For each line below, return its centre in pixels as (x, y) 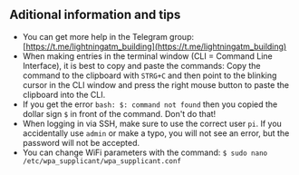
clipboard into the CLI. (64, 94)
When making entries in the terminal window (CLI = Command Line (148, 56)
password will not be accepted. (81, 142)
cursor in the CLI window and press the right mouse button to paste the (156, 84)
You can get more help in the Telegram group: (108, 36)
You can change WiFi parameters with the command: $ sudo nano (145, 152)
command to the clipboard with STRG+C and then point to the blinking (149, 75)
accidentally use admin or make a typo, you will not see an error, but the (156, 133)
